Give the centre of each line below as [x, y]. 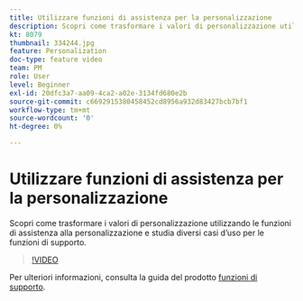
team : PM [26, 68]
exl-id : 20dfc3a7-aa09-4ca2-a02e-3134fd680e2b [98, 93]
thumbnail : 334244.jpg [52, 43]
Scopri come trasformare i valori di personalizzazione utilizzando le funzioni [150, 223]
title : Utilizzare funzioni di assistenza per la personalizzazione [141, 18]
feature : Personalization [58, 51]
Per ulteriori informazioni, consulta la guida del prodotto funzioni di [133, 277]
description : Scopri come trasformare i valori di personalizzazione [143, 26]
